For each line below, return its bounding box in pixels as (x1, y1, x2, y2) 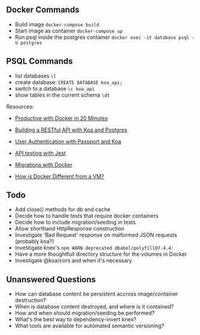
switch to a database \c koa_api (14, 85, 95, 92)
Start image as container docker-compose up (14, 27, 123, 34)
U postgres (14, 40, 43, 46)
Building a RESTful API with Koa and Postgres (14, 126, 128, 133)
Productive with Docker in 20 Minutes (14, 114, 108, 122)
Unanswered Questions (6, 274, 96, 285)
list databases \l (14, 72, 57, 79)
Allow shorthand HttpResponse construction (14, 225, 125, 232)
